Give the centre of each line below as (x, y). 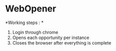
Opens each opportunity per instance (51, 37)
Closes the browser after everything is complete (62, 42)
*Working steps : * (24, 22)
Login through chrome (35, 32)
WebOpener (31, 9)
